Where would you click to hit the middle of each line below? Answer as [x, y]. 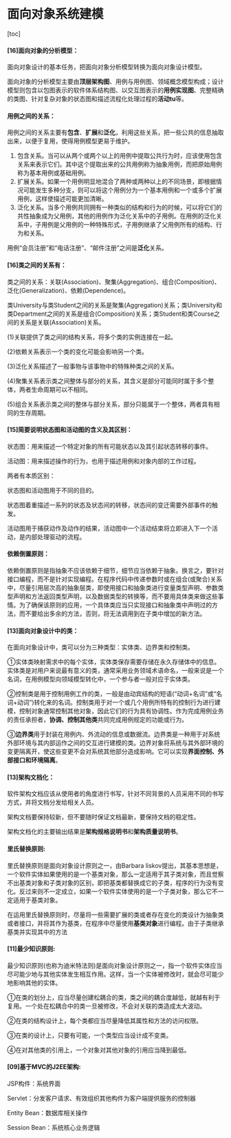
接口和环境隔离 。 [37, 760]
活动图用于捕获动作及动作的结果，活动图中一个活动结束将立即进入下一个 [109, 528]
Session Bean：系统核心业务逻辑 [54, 1127]
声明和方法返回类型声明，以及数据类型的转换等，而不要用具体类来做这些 [115, 596]
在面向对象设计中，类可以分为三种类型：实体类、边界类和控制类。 [100, 647]
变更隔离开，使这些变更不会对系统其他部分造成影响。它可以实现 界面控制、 [112, 751]
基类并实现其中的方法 [37, 932]
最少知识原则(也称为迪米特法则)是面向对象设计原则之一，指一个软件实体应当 [115, 965]
